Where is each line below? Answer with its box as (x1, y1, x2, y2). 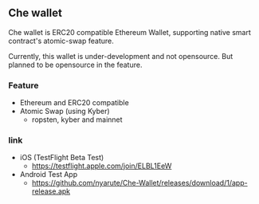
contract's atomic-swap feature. (8, 36, 114, 45)
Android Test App (19, 170, 78, 179)
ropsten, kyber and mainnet (31, 115, 123, 124)
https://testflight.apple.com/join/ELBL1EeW (31, 161, 172, 171)
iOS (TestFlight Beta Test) (19, 153, 104, 163)
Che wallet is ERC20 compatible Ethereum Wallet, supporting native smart (8, 27, 251, 37)
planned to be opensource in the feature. (8, 60, 143, 69)
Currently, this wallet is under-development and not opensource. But (8, 51, 233, 61)
